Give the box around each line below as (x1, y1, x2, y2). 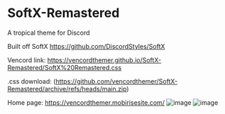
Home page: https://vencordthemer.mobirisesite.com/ (7, 98, 165, 107)
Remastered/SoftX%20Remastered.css (7, 63, 122, 72)
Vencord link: (7, 55, 46, 64)
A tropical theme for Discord (7, 28, 90, 37)
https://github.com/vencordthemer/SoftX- (55, 76, 178, 86)
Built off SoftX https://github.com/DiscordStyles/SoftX (7, 42, 165, 50)
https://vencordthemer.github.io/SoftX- (47, 55, 162, 64)
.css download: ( (7, 76, 56, 86)
